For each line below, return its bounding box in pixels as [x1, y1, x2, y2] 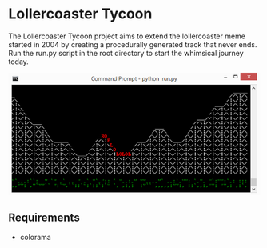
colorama [19, 232, 52, 242]
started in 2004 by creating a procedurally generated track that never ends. [8, 39, 257, 49]
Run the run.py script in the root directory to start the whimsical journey [8, 48, 244, 58]
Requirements [8, 211, 80, 225]
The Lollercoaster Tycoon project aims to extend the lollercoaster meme [8, 31, 246, 41]
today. [8, 57, 30, 66]
